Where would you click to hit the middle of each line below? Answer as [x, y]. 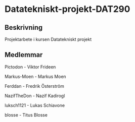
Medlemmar [24, 55]
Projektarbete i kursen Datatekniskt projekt [48, 39]
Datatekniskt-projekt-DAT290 [67, 9]
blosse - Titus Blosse [26, 115]
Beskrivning [24, 28]
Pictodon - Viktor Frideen [30, 67]
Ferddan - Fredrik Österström [35, 86]
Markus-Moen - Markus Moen [35, 76]
